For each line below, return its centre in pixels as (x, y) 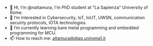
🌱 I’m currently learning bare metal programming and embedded (74, 28)
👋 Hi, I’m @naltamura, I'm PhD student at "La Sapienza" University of (79, 7)
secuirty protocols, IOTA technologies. (48, 23)
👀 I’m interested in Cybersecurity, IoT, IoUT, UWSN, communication (77, 17)
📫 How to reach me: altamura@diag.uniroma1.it (57, 38)
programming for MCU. (33, 33)
